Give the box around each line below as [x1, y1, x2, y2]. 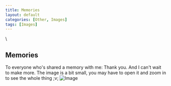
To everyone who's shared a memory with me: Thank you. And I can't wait [5, 64, 162, 71]
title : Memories [5, 7, 40, 13]
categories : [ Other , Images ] [5, 17, 67, 22]
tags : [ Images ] [5, 21, 38, 27]
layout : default [5, 12, 40, 17]
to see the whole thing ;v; [5, 75, 59, 81]
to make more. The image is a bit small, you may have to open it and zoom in [5, 70, 166, 76]
